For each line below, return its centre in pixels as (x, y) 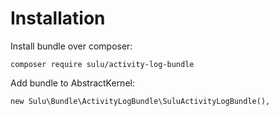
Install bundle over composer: (71, 46)
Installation (58, 18)
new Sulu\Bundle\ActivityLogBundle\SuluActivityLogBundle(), (140, 101)
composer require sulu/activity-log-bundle (102, 64)
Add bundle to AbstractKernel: (72, 83)
